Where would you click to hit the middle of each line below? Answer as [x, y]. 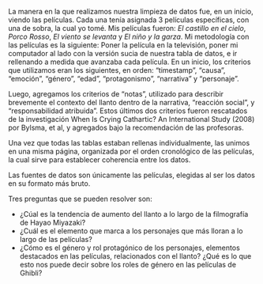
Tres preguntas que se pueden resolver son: [80, 199]
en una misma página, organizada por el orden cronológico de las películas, [131, 151]
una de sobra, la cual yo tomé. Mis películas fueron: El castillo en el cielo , [127, 28]
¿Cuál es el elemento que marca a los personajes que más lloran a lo [131, 231]
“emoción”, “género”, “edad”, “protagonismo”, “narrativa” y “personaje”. [124, 79]
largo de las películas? [56, 239]
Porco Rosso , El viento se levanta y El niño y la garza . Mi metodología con [129, 36]
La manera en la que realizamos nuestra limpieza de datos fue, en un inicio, [131, 11]
